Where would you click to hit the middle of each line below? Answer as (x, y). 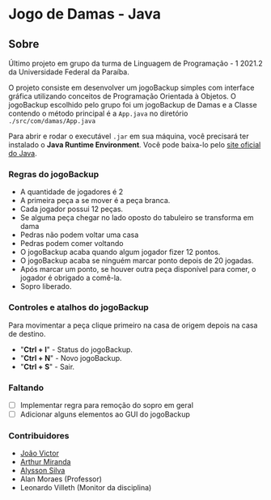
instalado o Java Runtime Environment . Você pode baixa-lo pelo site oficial (135, 145)
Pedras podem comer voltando (72, 244)
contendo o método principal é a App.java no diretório (98, 113)
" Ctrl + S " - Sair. (47, 367)
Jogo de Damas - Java (85, 14)
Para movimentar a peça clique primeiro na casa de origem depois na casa (133, 325)
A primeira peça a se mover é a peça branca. (95, 201)
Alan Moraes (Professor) (61, 479)
